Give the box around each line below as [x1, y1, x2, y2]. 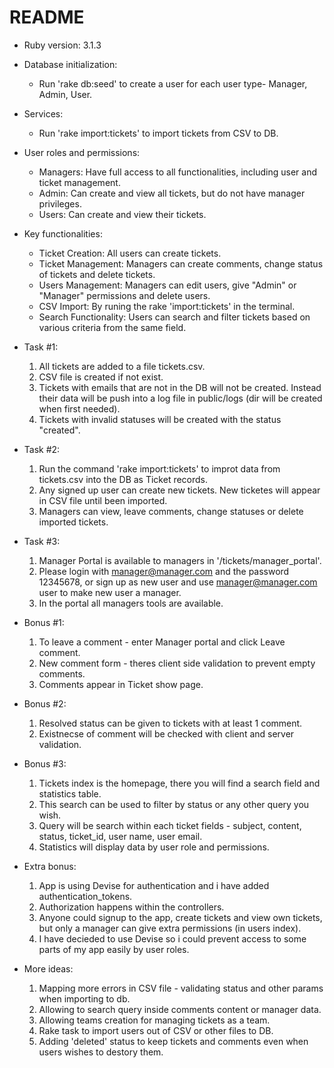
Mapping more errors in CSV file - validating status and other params [38, 982, 324, 994]
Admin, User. [38, 88, 93, 100]
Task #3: [23, 535, 61, 547]
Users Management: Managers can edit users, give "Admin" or [38, 279, 297, 291]
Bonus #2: [23, 697, 67, 710]
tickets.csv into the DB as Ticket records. [38, 473, 209, 485]
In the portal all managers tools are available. [38, 597, 224, 609]
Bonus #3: [23, 757, 67, 770]
